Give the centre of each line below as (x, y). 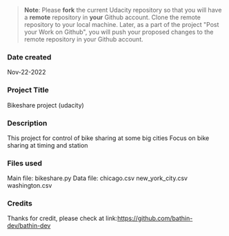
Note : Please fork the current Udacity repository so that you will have (123, 10)
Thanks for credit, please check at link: (62, 218)
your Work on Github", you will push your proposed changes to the (119, 32)
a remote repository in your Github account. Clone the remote (112, 17)
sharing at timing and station (48, 145)
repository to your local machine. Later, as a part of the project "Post (121, 24)
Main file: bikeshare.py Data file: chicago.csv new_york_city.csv (98, 178)
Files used (25, 163)
